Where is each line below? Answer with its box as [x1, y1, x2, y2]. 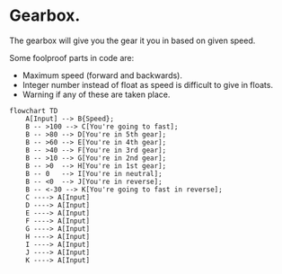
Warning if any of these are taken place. [22, 89, 171, 100]
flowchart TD [9, 106, 58, 115]
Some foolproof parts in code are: [9, 52, 135, 63]
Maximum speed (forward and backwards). [22, 69, 182, 81]
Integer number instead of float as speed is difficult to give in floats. [22, 79, 274, 90]
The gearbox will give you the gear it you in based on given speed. [9, 35, 256, 46]
